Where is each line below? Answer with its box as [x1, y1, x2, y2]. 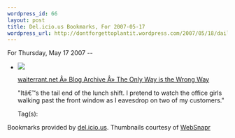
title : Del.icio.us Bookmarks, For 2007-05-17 [7, 23, 145, 30]
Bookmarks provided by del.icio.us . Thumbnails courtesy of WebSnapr [7, 123, 211, 132]
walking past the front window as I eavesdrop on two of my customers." [17, 96, 225, 105]
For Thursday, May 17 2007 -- [7, 49, 93, 57]
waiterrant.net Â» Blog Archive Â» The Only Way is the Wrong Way [17, 75, 210, 84]
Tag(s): [17, 109, 38, 118]
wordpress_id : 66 [7, 10, 58, 17]
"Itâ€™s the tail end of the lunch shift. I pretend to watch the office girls [17, 89, 222, 98]
